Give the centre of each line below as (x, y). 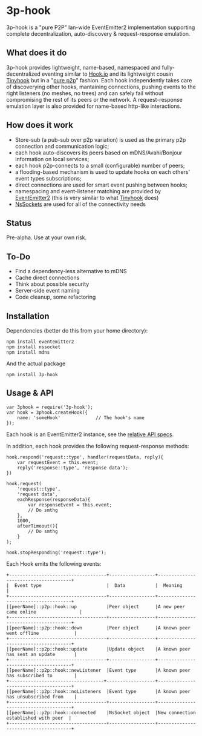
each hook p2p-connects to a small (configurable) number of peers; (100, 165)
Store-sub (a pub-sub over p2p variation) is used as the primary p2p (100, 139)
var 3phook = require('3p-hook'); (50, 407)
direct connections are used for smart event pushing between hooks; (101, 185)
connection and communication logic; (62, 146)
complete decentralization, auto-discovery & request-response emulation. (98, 33)
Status (19, 223)
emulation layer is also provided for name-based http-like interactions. (94, 106)
